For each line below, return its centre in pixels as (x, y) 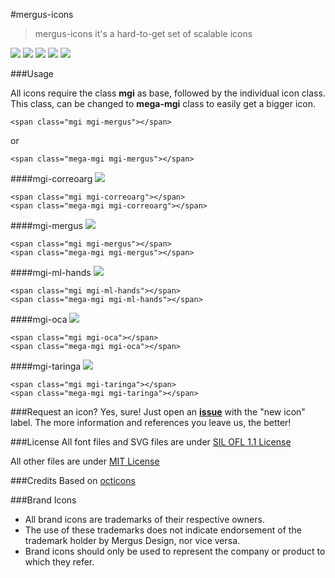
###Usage (32, 73)
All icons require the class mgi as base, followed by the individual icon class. (168, 93)
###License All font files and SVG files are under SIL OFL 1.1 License (151, 442)
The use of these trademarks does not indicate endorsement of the (163, 530)
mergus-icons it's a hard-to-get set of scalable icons (143, 33)
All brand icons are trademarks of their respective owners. (144, 519)
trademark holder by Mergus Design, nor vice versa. (132, 540)
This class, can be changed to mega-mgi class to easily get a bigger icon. (163, 103)
